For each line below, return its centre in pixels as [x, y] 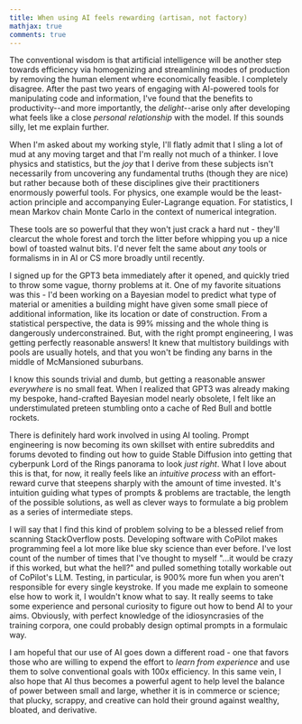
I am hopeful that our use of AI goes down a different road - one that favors [149, 653]
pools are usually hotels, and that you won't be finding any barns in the [141, 352]
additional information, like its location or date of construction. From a [138, 314]
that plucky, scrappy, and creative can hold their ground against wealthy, [144, 701]
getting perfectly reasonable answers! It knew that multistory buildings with [149, 343]
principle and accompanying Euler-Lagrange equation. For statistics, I [164, 202]
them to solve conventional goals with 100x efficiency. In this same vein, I [145, 672]
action [21, 202]
